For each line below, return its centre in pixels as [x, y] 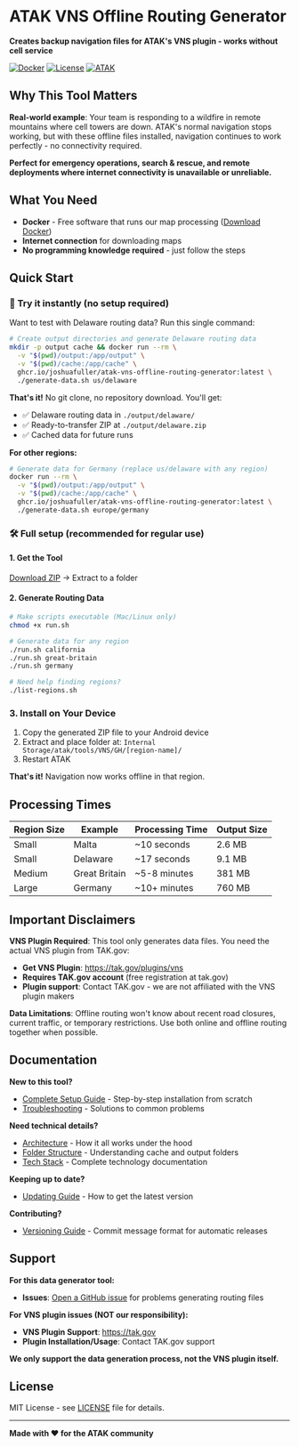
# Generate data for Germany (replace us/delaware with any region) [139, 469]
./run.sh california [48, 650]
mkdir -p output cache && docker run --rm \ [93, 348]
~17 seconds [163, 859]
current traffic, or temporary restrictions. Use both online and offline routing [148, 1023]
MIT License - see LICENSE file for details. [87, 1408]
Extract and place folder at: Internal [89, 742]
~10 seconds [163, 845]
